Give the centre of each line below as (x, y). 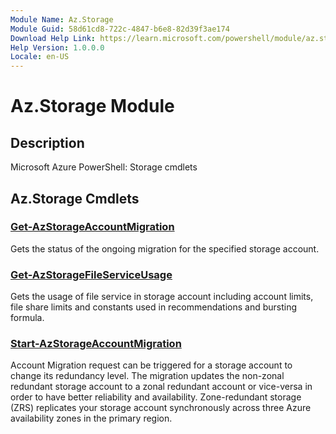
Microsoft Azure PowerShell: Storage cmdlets (104, 167)
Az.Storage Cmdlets (75, 198)
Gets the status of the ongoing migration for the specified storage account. (165, 248)
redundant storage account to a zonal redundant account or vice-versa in (161, 387)
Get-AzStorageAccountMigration (92, 227)
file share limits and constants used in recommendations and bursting (154, 307)
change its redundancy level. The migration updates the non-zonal (147, 376)
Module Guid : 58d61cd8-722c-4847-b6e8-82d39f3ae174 (120, 29)
